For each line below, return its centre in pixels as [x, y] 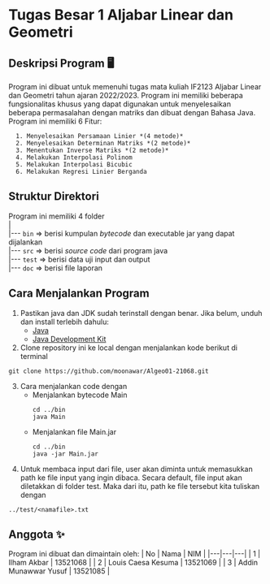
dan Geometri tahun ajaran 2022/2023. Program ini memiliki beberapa [126, 95]
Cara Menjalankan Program [79, 294]
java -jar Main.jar [65, 454]
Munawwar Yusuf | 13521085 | [59, 571]
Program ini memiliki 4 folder [57, 216]
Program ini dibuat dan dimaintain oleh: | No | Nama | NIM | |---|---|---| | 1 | [135, 554]
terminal [34, 356]
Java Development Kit [69, 339]
